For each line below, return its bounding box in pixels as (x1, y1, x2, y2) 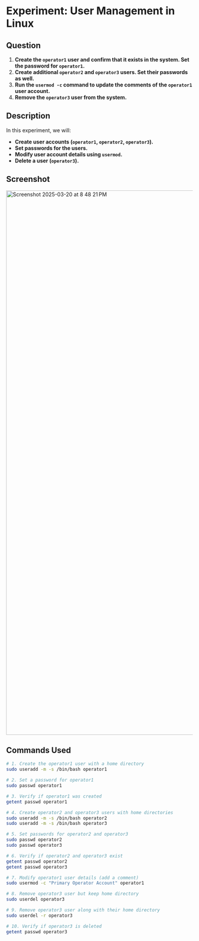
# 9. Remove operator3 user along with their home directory (6, 907, 161, 913)
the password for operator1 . (14, 62, 85, 69)
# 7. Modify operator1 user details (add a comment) (6, 875, 139, 881)
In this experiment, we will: (6, 126, 71, 134)
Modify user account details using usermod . (14, 151, 123, 158)
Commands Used (6, 745, 71, 756)
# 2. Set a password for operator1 (6, 777, 94, 783)
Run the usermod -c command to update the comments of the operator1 (14, 81, 192, 88)
